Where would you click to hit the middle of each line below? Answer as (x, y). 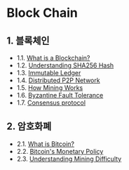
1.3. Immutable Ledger (49, 73)
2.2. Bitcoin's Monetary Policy (60, 151)
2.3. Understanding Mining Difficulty (69, 159)
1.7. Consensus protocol (51, 103)
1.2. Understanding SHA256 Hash (65, 65)
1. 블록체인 (28, 40)
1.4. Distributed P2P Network (58, 80)
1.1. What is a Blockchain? (53, 58)
